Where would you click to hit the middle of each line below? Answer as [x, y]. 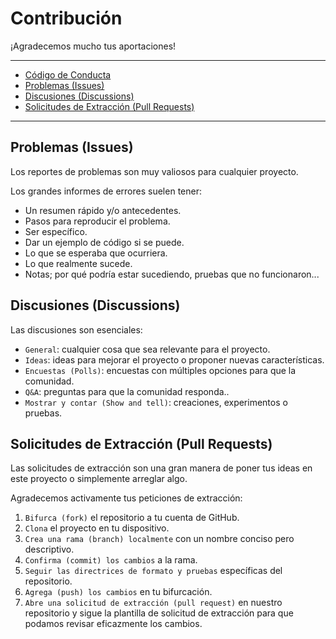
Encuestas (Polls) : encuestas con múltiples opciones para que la [160, 370]
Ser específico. [56, 231]
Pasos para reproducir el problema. [97, 221]
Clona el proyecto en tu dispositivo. [97, 528]
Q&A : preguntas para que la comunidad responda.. [127, 391]
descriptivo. [49, 549]
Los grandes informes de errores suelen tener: [106, 191]
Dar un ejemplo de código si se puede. [104, 242]
